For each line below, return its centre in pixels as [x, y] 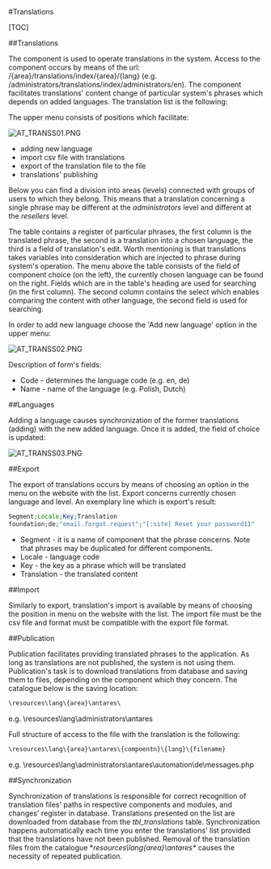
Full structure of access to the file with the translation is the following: [124, 734]
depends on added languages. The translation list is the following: [118, 102]
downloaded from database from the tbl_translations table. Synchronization [134, 821]
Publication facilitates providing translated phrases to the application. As [129, 654]
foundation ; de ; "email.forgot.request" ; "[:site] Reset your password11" [131, 524]
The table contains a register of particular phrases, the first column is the [130, 231]
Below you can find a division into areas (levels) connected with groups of [131, 190]
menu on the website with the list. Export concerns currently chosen [122, 493]
